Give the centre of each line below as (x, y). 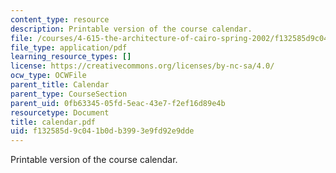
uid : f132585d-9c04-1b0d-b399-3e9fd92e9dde (102, 131)
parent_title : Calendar (60, 85)
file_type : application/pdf (69, 47)
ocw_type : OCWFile (48, 76)
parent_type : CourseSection (69, 94)
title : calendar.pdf (53, 122)
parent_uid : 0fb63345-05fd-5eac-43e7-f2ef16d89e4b (118, 103)
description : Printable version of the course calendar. (131, 29)
